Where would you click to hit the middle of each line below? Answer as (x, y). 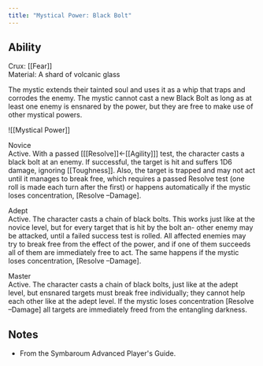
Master (20, 276)
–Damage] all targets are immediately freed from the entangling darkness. (128, 310)
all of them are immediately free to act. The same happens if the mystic (124, 253)
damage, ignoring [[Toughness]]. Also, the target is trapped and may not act (132, 171)
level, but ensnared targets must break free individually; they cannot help (127, 293)
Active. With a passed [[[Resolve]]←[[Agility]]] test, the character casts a (127, 153)
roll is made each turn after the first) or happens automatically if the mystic (129, 187)
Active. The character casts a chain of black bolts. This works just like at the (132, 219)
